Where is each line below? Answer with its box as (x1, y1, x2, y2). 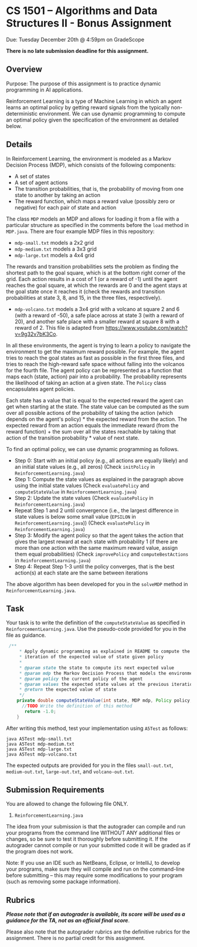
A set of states (14, 173, 50, 180)
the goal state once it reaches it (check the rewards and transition (6, 288, 165, 295)
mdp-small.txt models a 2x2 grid (14, 239, 94, 246)
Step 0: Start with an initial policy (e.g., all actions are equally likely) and (14, 456, 188, 464)
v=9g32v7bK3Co (14, 330, 56, 337)
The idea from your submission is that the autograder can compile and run (6, 823, 186, 830)
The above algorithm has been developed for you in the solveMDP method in (6, 580, 188, 587)
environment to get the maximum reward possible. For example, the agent (6, 348, 185, 355)
